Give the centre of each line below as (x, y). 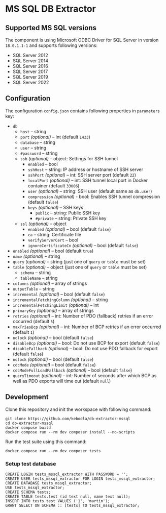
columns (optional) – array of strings (50, 283)
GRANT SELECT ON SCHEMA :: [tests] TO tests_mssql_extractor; (72, 505)
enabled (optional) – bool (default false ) (69, 229)
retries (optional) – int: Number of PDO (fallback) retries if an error (83, 316)
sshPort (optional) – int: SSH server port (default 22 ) (82, 175)
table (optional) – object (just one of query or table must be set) (80, 267)
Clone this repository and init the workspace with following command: (78, 409)
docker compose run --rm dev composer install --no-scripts (70, 432)
